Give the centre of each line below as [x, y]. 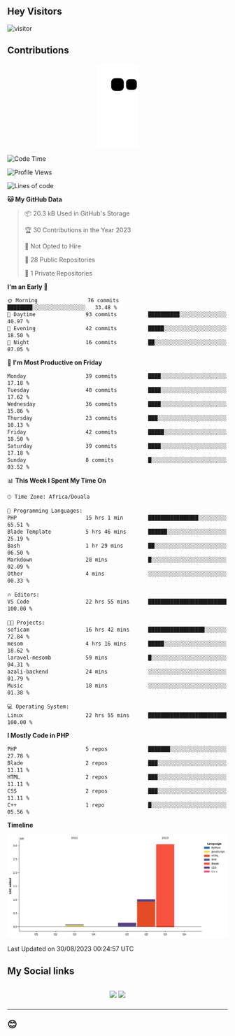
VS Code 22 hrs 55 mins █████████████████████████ [117, 602]
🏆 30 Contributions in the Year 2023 [78, 229]
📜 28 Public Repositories [60, 260]
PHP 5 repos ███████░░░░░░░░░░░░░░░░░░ [117, 749]
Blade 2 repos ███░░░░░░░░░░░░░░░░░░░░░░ [117, 763]
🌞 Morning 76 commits [63, 300]
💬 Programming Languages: [45, 511]
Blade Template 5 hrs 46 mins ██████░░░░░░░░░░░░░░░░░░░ [117, 532]
